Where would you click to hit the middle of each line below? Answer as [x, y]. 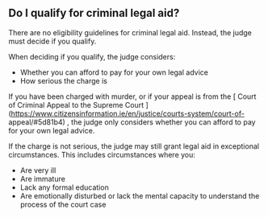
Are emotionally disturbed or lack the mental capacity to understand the [140, 195]
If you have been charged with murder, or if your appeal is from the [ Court [132, 96]
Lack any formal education [64, 187]
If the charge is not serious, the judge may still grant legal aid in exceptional [134, 146]
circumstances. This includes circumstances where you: [102, 154]
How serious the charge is [63, 80]
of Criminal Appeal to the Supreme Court [76, 104]
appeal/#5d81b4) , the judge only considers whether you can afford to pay [132, 122]
